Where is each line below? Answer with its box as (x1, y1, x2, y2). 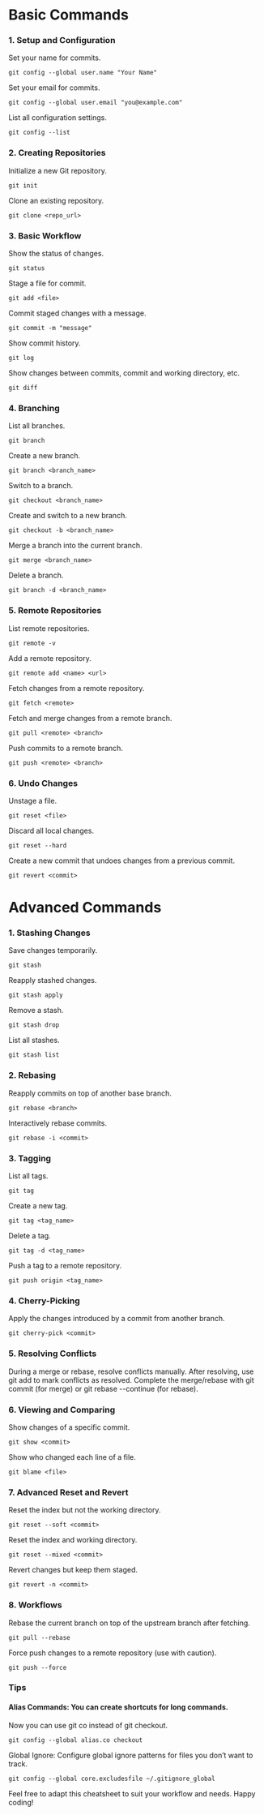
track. (8, 1758, 28, 1769)
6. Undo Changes (8, 777, 79, 788)
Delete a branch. (8, 570, 64, 581)
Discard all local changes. (8, 826, 95, 835)
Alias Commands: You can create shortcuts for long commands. (8, 1702, 228, 1712)
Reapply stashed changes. (8, 976, 97, 985)
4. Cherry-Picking (8, 1295, 81, 1307)
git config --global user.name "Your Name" (8, 69, 158, 77)
